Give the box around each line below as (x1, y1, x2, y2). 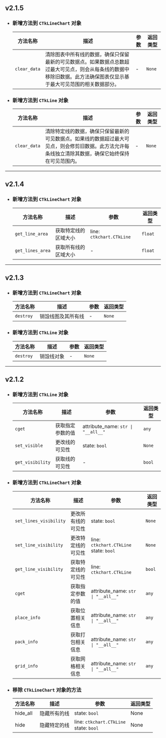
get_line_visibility (14, 566, 63, 572)
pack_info (14, 639, 38, 644)
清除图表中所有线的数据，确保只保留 (45, 51, 129, 58)
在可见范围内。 (45, 157, 80, 164)
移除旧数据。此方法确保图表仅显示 (45, 73, 124, 80)
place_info (14, 615, 41, 620)
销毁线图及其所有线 (39, 313, 84, 320)
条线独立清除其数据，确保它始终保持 (45, 150, 129, 157)
